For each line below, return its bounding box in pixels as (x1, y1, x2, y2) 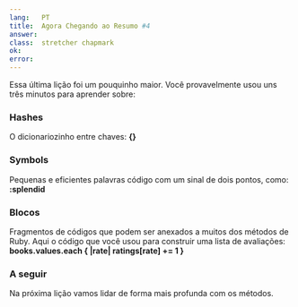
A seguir (9, 268, 48, 280)
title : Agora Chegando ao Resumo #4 (9, 21, 151, 30)
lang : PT (9, 13, 50, 22)
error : (9, 55, 34, 64)
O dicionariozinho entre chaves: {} (9, 132, 136, 142)
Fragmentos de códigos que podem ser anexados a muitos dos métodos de (9, 226, 289, 237)
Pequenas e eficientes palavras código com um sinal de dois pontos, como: (9, 174, 289, 184)
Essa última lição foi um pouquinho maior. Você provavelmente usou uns (9, 80, 277, 90)
